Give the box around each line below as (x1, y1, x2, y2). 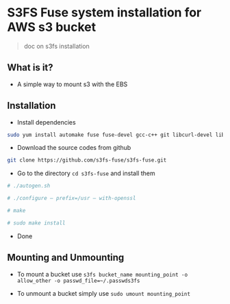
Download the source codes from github (16, 144, 131, 152)
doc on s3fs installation (23, 42, 90, 50)
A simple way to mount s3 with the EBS (16, 80, 128, 88)
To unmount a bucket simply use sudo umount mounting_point (16, 289, 190, 297)
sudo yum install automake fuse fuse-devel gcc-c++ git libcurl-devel (7, 131, 213, 138)
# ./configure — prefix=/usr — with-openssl (7, 195, 136, 202)
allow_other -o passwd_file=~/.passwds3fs (16, 277, 140, 284)
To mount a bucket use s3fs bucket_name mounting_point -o (16, 270, 188, 278)
